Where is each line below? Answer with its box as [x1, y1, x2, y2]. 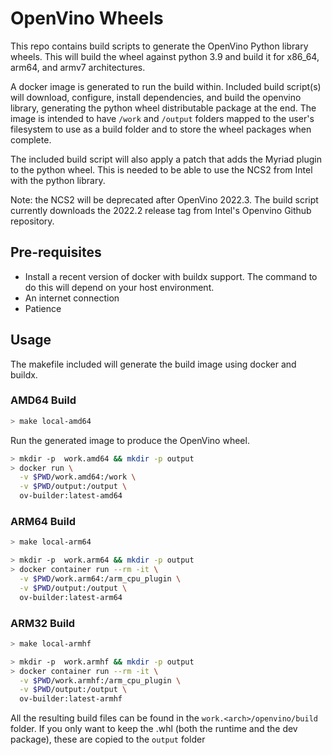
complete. [10, 133, 52, 146]
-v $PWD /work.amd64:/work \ [19, 472, 137, 482]
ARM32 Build [10, 616, 76, 630]
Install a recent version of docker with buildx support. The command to [24, 270, 318, 282]
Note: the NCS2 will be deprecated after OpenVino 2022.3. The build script [10, 193, 319, 206]
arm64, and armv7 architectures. [10, 61, 146, 73]
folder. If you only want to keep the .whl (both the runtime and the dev [10, 723, 298, 735]
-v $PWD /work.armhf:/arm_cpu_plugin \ [19, 675, 182, 686]
